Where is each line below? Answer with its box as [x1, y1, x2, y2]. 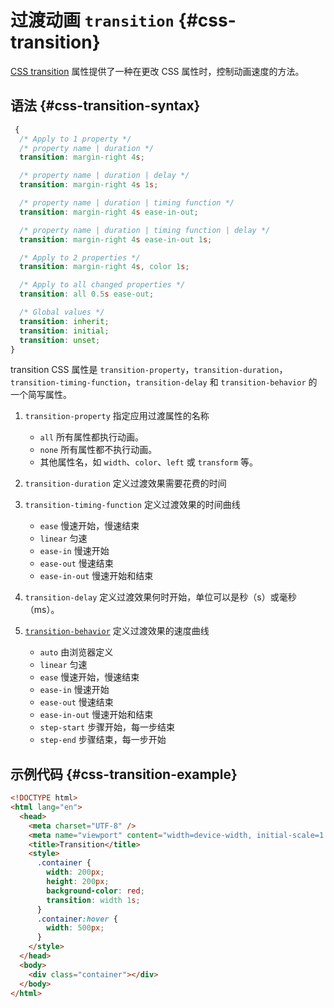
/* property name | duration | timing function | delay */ [19, 225, 271, 235]
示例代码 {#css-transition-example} [10, 766, 238, 783]
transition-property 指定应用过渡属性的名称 [24, 410, 210, 422]
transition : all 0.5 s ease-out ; [19, 289, 155, 300]
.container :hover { [36, 914, 118, 924]
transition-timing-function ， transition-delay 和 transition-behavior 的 [10, 376, 318, 388]
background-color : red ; [46, 886, 145, 896]
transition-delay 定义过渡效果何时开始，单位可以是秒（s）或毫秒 [24, 591, 297, 603]
